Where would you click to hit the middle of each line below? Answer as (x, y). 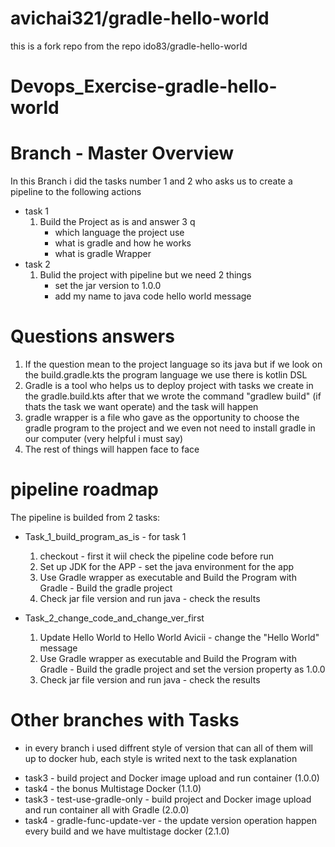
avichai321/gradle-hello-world (140, 18)
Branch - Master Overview (122, 153)
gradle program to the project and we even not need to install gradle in (170, 428)
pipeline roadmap (85, 489)
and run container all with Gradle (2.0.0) (107, 809)
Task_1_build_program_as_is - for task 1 (105, 536)
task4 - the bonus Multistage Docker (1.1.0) (113, 788)
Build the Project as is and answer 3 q (117, 222)
